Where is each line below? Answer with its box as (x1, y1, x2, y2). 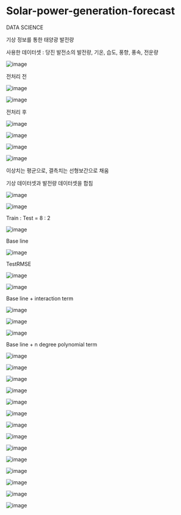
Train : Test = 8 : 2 (6, 214, 51, 221)
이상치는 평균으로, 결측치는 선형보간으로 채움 (6, 167, 109, 174)
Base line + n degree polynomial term (6, 341, 98, 348)
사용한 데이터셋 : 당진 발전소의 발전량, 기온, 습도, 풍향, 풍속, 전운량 (6, 49, 159, 56)
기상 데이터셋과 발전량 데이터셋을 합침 (6, 179, 93, 186)
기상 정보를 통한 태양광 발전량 (6, 36, 75, 43)
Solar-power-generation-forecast (6, 4, 176, 18)
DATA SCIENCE (6, 24, 44, 31)
